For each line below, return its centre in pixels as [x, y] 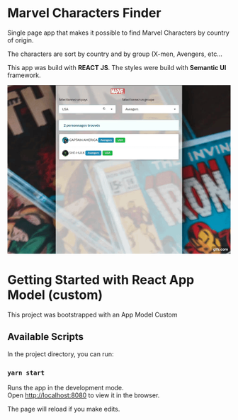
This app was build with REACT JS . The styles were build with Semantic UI [117, 67]
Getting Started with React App [101, 280]
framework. [24, 75]
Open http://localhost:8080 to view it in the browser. [84, 395]
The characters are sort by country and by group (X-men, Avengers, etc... [115, 54]
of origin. [21, 40]
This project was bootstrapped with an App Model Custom [93, 315]
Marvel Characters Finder [84, 13]
